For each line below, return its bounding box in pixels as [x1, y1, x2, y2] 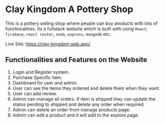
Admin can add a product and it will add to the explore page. [12, 112, 140, 118]
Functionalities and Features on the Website [5, 56, 147, 64]
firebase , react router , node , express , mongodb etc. [5, 31, 111, 37]
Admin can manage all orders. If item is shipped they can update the [12, 96, 156, 102]
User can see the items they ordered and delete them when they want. [12, 85, 160, 91]
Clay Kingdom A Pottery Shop [5, 4, 134, 15]
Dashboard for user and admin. [12, 79, 78, 86]
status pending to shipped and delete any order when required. [12, 101, 145, 107]
